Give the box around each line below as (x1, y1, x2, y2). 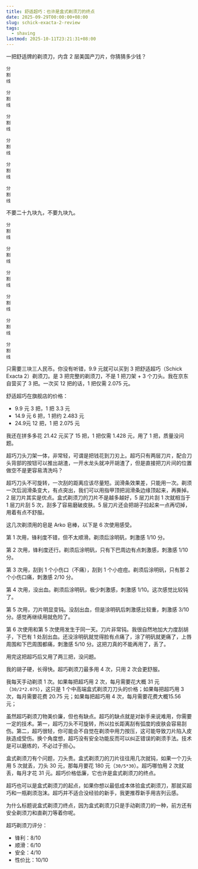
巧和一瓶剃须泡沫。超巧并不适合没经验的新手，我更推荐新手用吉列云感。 (6, 789, 181, 796)
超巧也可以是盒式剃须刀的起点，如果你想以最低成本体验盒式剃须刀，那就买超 (6, 782, 192, 789)
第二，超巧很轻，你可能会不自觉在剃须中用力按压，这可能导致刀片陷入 (16, 728, 187, 734)
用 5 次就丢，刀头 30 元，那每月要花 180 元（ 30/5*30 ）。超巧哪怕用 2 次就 (6, 762, 184, 769)
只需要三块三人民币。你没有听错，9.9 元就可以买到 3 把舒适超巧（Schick (6, 365, 183, 372)
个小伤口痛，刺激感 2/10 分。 (6, 574, 77, 580)
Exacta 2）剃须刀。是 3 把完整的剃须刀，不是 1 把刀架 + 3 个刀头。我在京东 (6, 372, 189, 379)
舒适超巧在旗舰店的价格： (6, 392, 68, 399)
